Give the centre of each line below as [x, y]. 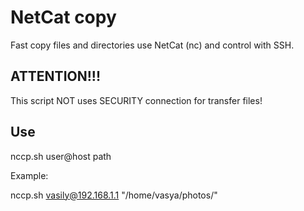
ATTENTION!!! [55, 76]
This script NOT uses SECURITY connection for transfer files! [136, 100]
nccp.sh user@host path [61, 156]
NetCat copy [63, 17]
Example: [29, 175]
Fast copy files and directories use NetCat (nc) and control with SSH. [152, 45]
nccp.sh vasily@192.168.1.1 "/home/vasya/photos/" [114, 195]
